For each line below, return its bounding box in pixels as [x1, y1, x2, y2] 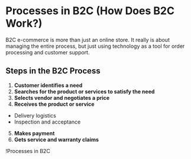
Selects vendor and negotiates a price [14, 94, 110, 101]
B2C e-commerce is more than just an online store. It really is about [5, 36, 170, 43]
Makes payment [14, 129, 55, 137]
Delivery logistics [14, 112, 57, 119]
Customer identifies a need [14, 82, 83, 89]
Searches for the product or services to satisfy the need [14, 87, 155, 95]
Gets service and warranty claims [14, 136, 99, 143]
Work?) [5, 17, 43, 30]
